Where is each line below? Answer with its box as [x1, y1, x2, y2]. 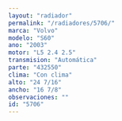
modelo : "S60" [8, 33, 55, 42]
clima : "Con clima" [8, 71, 73, 79]
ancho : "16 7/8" [8, 85, 62, 94]
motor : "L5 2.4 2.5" [8, 49, 77, 57]
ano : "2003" [8, 41, 48, 49]
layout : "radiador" [8, 11, 73, 20]
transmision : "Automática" [8, 57, 97, 64]
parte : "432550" [8, 64, 62, 72]
